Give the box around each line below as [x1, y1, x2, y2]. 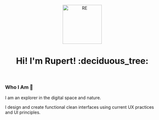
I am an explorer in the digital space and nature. [5, 95, 101, 101]
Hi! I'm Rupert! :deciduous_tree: [16, 56, 149, 67]
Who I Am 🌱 [5, 83, 33, 90]
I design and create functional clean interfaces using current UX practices [5, 104, 154, 110]
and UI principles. [5, 109, 41, 116]
